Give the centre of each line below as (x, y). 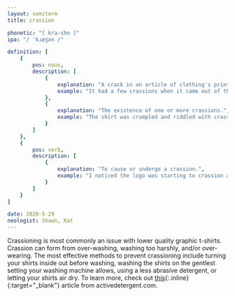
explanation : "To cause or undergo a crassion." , (131, 169)
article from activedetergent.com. (109, 285)
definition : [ (28, 52)
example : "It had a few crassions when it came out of (138, 91)
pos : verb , (48, 150)
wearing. (20, 255)
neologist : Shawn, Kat (40, 221)
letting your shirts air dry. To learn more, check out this (86, 278)
